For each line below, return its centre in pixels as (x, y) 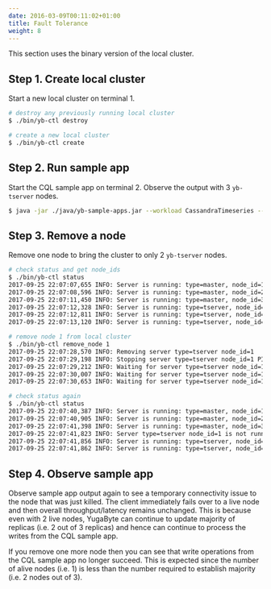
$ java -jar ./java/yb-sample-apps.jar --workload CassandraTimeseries (131, 210)
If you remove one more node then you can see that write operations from (131, 552)
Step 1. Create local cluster (77, 79)
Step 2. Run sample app (69, 168)
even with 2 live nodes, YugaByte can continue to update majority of (122, 519)
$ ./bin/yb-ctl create (46, 143)
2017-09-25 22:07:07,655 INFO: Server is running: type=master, (119, 284)
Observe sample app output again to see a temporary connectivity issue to (132, 493)
